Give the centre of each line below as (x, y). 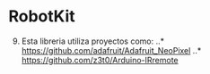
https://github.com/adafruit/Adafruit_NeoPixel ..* (111, 50)
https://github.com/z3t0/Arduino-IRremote (100, 60)
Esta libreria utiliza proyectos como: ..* (93, 41)
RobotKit (42, 16)
